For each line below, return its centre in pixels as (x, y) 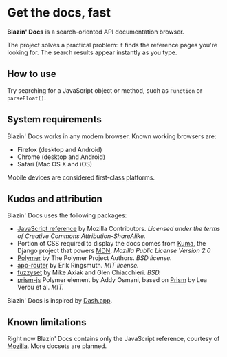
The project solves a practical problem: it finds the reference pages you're (112, 45)
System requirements (54, 119)
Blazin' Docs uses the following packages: (67, 215)
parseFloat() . (26, 98)
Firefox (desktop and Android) (60, 149)
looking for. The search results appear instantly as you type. (92, 52)
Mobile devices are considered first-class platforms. (81, 177)
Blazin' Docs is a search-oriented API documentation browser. (96, 32)
